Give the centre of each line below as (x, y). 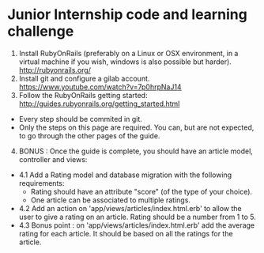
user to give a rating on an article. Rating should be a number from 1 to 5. (137, 217)
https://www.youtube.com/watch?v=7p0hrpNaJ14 (100, 87)
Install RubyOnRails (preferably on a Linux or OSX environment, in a (128, 53)
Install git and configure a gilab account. (84, 78)
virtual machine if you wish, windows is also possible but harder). (125, 62)
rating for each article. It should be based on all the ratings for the (126, 233)
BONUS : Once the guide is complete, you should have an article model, (136, 151)
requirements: (41, 183)
